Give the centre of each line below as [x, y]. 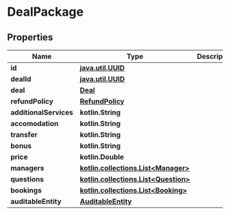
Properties [30, 37]
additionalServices [42, 112]
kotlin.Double [102, 157]
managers [27, 168]
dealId [21, 79]
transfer [24, 135]
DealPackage [46, 12]
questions [27, 179]
